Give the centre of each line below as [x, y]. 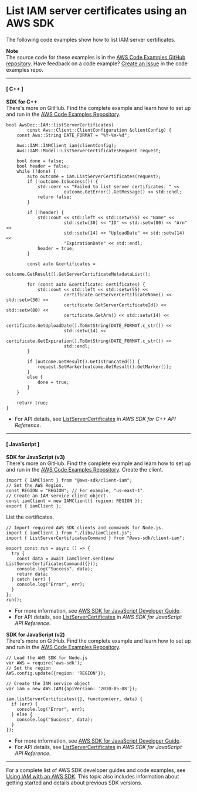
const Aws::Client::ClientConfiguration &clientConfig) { [99, 131]
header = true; [56, 249]
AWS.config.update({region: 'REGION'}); [56, 674]
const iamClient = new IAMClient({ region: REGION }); [74, 501]
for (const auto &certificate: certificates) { [86, 285]
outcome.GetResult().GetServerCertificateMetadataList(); [78, 275]
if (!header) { [46, 213]
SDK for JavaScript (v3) [36, 457]
